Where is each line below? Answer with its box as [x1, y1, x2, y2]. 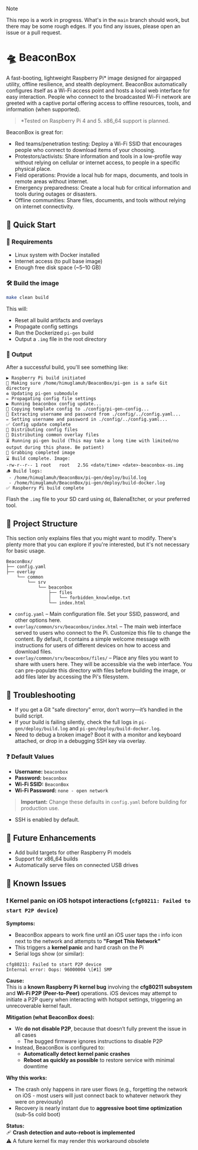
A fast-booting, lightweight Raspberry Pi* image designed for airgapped [6, 74, 181, 82]
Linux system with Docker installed [14, 251, 100, 258]
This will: [6, 305, 28, 312]
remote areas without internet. [14, 177, 89, 185]
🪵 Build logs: [6, 468, 43, 475]
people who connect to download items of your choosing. [14, 146, 155, 153]
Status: [6, 1122, 25, 1129]
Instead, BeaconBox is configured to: [14, 1044, 105, 1051]
